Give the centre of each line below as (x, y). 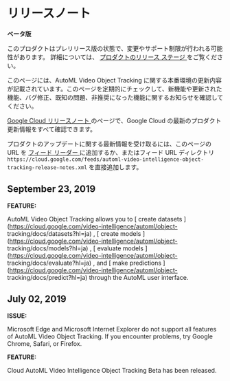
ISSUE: (17, 316)
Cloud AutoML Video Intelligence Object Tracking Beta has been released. (112, 370)
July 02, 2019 (37, 299)
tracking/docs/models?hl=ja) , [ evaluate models (76, 248)
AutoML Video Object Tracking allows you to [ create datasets (95, 219)
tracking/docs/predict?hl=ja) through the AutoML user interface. (98, 277)
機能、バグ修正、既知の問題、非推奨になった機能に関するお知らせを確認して (115, 97)
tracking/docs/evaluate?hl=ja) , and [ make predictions (84, 263)
